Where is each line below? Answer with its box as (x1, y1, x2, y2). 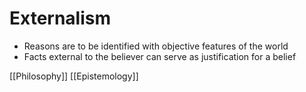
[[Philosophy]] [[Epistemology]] (9, 70, 139, 82)
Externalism (9, 7, 112, 30)
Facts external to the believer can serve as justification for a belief (23, 50, 297, 62)
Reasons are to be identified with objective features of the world (23, 40, 289, 52)
